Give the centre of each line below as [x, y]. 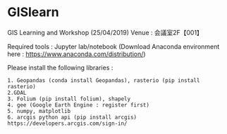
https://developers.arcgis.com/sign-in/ [68, 123]
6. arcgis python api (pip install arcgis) [72, 117]
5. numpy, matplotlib [39, 111]
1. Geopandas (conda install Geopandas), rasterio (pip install [104, 80]
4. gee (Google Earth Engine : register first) [79, 105]
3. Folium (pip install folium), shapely [69, 99]
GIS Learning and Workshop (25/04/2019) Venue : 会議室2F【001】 [105, 32]
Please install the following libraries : [60, 67]
